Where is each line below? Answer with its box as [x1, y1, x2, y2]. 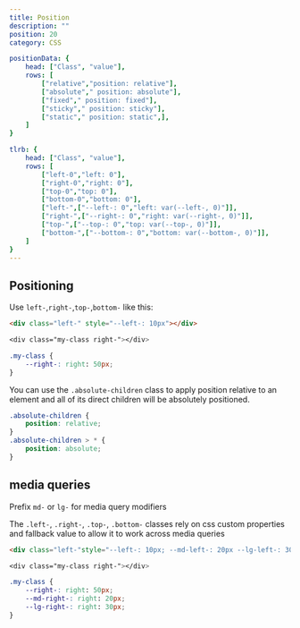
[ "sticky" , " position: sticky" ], [41, 104, 166, 113]
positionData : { [9, 55, 70, 64]
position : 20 [9, 30, 58, 38]
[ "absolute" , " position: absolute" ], [41, 87, 181, 97]
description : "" [9, 21, 70, 30]
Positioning [9, 278, 74, 293]
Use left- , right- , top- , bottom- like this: [9, 301, 154, 313]
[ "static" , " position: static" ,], [41, 113, 170, 122]
